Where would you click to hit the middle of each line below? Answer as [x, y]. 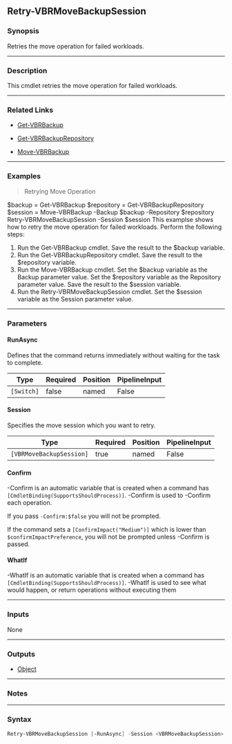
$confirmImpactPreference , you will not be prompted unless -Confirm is [108, 537]
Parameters [27, 323]
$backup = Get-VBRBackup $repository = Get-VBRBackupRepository [106, 205]
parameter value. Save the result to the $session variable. [99, 284]
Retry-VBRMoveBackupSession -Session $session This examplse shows [110, 219]
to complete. [25, 362]
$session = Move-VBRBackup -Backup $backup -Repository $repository [111, 212]
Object [27, 669]
